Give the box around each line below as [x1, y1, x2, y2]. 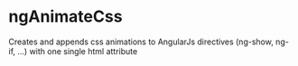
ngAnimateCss [8, 6, 123, 27]
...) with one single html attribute [16, 45, 138, 56]
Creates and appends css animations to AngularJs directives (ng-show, [8, 36, 275, 47]
